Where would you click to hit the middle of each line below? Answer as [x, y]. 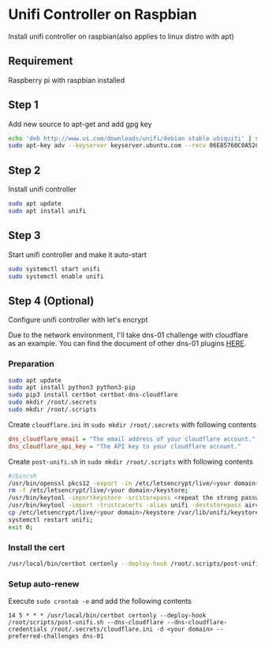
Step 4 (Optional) [51, 301]
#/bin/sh [22, 476]
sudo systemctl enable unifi [56, 276]
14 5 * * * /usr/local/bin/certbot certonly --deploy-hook [107, 616]
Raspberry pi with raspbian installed [67, 80]
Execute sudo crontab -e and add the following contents [100, 601]
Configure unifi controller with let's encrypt [78, 320]
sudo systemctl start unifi [54, 269]
